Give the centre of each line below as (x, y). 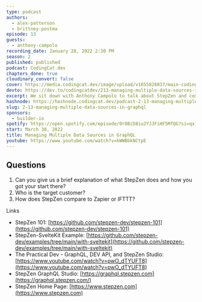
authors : (17, 17)
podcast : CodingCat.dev (36, 68)
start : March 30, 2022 (35, 130)
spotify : (17, 124)
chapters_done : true (32, 74)
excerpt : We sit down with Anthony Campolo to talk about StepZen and (96, 96)
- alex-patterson (33, 23)
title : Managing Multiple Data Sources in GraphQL (71, 135)
